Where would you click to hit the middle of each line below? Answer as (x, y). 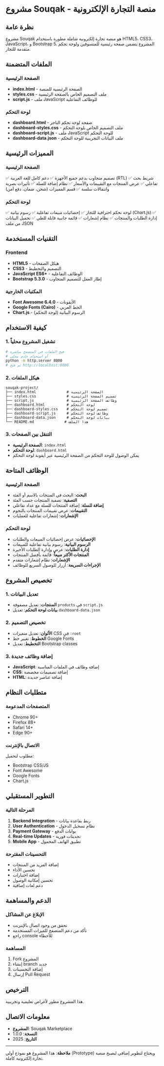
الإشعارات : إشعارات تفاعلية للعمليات (45, 516)
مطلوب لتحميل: (20, 756)
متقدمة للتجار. (18, 49)
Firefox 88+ (24, 722)
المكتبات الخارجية (24, 291)
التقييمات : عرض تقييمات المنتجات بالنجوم (50, 511)
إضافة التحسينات (27, 969)
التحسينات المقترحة (26, 854)
